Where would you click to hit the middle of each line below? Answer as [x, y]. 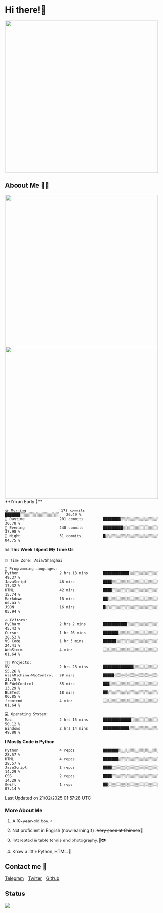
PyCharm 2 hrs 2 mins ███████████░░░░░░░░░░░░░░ [81, 624]
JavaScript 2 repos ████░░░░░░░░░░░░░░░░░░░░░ [81, 767]
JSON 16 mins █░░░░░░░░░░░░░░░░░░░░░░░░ [81, 607]
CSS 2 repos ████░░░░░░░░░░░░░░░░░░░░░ [81, 776]
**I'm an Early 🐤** [24, 501]
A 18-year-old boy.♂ [32, 821]
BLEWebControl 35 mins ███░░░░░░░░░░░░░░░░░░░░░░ [81, 684]
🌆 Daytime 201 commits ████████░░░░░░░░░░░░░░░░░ [81, 519]
